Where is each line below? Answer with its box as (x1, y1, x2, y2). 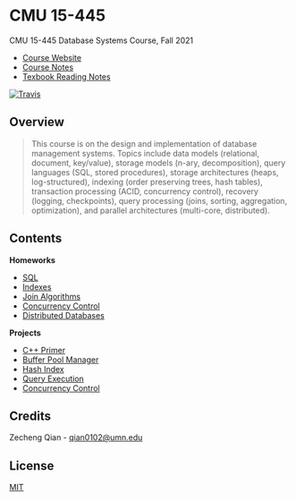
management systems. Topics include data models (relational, (30, 148, 259, 158)
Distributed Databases (21, 310, 106, 320)
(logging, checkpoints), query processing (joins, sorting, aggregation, (30, 195, 288, 206)
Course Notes (21, 62, 74, 72)
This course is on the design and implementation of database (30, 138, 258, 149)
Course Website (21, 52, 82, 63)
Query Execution (21, 373, 85, 384)
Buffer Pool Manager (21, 354, 99, 365)
